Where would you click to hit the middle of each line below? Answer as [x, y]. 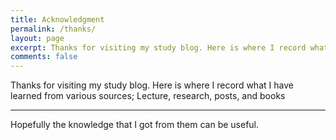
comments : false [44, 57]
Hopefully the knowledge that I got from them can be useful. [135, 125]
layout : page [37, 38]
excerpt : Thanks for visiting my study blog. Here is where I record [158, 47]
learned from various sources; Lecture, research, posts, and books [148, 96]
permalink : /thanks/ [53, 29]
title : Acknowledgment [57, 19]
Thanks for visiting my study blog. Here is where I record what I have [152, 85]
